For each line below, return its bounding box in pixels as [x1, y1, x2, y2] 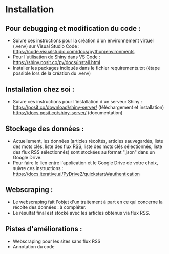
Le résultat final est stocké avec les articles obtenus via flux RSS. [12, 210, 150, 216]
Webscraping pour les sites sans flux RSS [12, 238, 101, 244]
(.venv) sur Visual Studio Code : [12, 43, 80, 49]
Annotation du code [12, 244, 55, 250]
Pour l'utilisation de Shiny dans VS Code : [12, 54, 101, 60]
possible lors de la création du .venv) [12, 70, 91, 76]
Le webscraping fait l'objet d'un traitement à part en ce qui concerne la [12, 199, 163, 205]
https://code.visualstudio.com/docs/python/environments [12, 49, 135, 54]
